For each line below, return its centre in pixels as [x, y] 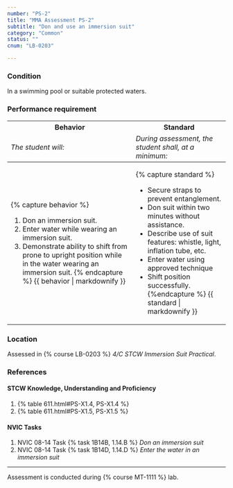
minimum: [152, 155]
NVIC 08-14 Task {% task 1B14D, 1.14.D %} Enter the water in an [108, 450]
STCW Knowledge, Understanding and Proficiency [82, 388]
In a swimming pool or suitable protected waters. [77, 91]
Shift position [169, 277]
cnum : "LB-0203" [31, 46]
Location [23, 339]
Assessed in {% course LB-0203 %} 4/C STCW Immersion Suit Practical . [112, 354]
